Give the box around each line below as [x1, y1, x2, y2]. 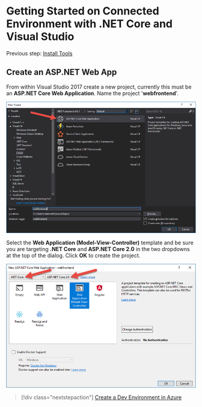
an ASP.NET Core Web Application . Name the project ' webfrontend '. [6, 89, 179, 97]
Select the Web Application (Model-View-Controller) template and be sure [6, 239, 194, 246]
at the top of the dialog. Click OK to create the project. [6, 252, 141, 259]
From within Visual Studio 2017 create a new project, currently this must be [6, 83, 192, 90]
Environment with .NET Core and [6, 17, 173, 31]
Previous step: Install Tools [6, 49, 73, 57]
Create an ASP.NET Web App [6, 67, 117, 78]
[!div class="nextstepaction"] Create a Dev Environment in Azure [20, 394, 182, 401]
